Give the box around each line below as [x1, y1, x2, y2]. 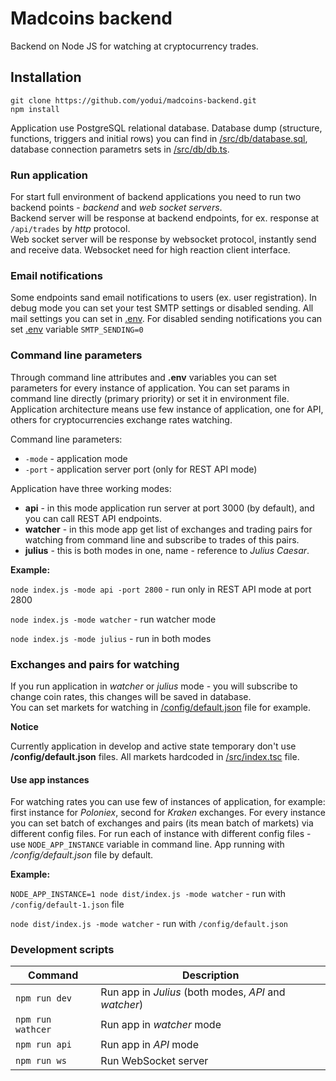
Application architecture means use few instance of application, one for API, [10, 403, 324, 415]
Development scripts [10, 943, 115, 957]
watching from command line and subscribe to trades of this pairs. [24, 533, 300, 546]
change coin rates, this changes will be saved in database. [10, 690, 252, 702]
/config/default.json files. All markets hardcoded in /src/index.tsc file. [10, 750, 300, 762]
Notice [10, 720, 39, 732]
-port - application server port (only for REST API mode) [24, 463, 258, 475]
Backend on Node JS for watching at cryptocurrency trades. [10, 40, 259, 52]
